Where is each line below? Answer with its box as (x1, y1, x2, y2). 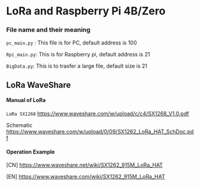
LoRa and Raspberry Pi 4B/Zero (6, 4, 166, 18)
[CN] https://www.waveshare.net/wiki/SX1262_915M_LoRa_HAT (6, 161, 163, 169)
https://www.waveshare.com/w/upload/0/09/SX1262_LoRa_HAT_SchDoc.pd (6, 128, 194, 136)
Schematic (6, 122, 33, 129)
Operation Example (6, 148, 55, 155)
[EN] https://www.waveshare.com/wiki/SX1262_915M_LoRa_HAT (6, 173, 165, 181)
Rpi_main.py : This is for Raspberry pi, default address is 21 (6, 51, 150, 58)
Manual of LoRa (6, 97, 46, 104)
